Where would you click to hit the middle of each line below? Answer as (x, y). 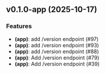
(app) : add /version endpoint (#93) (57, 45)
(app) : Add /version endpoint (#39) (57, 64)
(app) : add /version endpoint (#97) (56, 39)
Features (19, 26)
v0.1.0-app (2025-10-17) (52, 10)
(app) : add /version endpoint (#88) (57, 51)
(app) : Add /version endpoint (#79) (57, 57)
